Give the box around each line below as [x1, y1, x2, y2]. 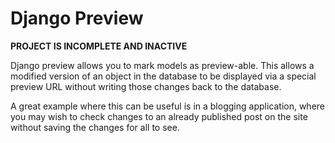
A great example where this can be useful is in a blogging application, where [10, 100, 326, 112]
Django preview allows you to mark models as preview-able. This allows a [10, 59, 315, 71]
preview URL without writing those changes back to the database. [10, 80, 282, 92]
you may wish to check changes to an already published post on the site [10, 110, 308, 122]
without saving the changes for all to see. [10, 121, 180, 133]
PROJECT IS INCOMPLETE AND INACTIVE [10, 40, 188, 52]
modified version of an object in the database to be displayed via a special [10, 70, 317, 82]
